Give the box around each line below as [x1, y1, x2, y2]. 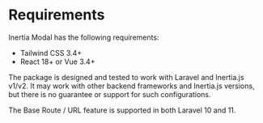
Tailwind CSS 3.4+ [19, 48, 83, 57]
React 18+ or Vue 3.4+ [19, 57, 95, 66]
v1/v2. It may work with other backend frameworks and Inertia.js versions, [8, 81, 255, 91]
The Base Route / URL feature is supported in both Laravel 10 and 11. [8, 105, 236, 115]
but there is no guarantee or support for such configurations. [8, 89, 212, 99]
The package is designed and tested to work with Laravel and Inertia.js [8, 72, 244, 82]
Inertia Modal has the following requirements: [8, 32, 159, 42]
